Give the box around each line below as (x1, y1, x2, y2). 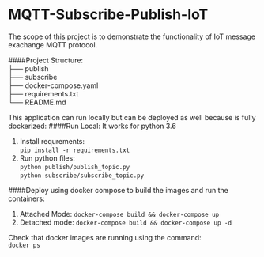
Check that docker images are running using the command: (8, 232, 202, 242)
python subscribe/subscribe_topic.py (19, 172, 145, 180)
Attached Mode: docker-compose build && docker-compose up (19, 209, 220, 218)
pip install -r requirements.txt (19, 146, 130, 154)
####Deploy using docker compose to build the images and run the (8, 185, 229, 195)
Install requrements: (19, 136, 85, 146)
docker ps (8, 241, 41, 249)
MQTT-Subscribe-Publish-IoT (8, 6, 209, 24)
